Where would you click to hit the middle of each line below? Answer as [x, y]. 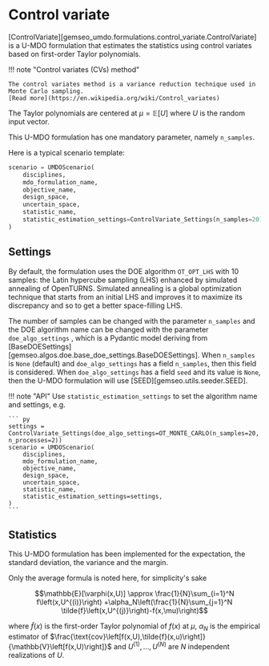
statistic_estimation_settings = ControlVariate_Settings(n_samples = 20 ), [145, 220]
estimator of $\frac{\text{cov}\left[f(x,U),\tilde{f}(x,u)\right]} [107, 637]
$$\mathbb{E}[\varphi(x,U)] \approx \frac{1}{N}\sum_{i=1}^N [134, 594]
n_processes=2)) [35, 440]
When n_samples [228, 355]
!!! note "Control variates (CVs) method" [74, 69]
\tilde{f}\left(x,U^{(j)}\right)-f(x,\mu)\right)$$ [134, 611]
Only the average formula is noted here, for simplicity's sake [108, 578]
